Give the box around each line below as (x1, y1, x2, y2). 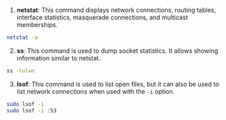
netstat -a (6, 34, 38, 41)
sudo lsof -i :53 (6, 107, 57, 114)
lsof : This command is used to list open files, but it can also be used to (16, 80, 220, 88)
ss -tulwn (6, 67, 35, 74)
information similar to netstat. (16, 53, 101, 62)
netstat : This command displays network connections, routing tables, (16, 6, 216, 14)
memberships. (16, 21, 58, 28)
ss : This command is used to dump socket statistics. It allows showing (16, 46, 218, 55)
